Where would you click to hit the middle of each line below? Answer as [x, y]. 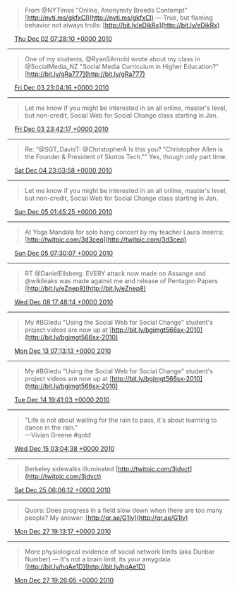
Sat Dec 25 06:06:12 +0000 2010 [62, 490]
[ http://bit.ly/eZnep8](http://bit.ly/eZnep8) [85, 288]
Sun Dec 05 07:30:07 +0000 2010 [63, 253]
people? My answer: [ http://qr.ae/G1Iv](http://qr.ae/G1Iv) [106, 518]
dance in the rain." [51, 428]
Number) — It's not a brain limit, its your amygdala [97, 559]
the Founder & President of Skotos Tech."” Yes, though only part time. [126, 157]
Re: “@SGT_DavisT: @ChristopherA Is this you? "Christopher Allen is [124, 149]
